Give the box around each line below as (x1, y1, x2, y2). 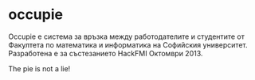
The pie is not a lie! (8, 63, 71, 73)
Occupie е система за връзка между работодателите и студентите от (8, 32, 245, 41)
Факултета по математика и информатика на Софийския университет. (8, 40, 248, 49)
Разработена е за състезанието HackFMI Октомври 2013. (8, 48, 203, 58)
